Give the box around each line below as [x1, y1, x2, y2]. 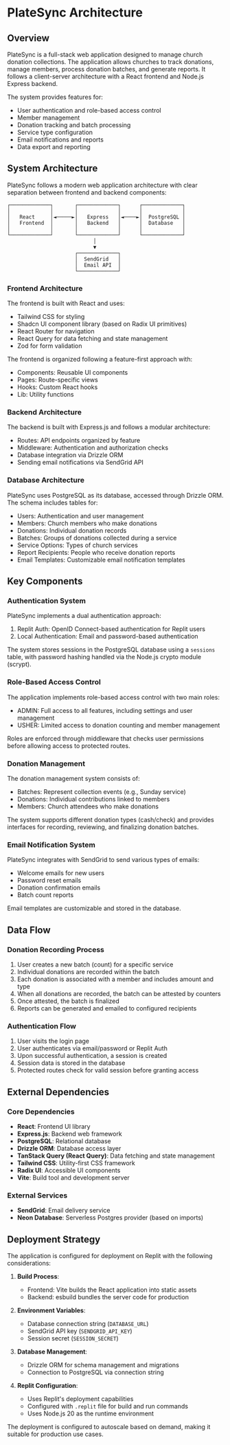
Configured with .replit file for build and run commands [27, 1402, 189, 1411]
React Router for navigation [16, 327, 95, 335]
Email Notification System [7, 840, 96, 850]
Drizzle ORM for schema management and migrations [27, 1361, 180, 1369]
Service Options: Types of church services [16, 541, 139, 549]
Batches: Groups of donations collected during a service [16, 533, 177, 542]
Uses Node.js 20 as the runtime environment [27, 1409, 154, 1418]
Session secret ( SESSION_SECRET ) [27, 1334, 119, 1343]
